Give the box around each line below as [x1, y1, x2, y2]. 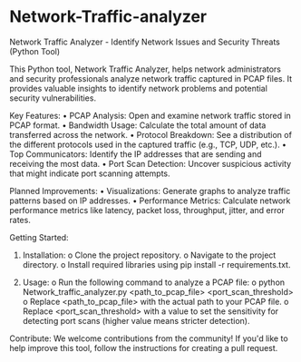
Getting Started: [9, 231, 70, 242]
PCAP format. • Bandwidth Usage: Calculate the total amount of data [9, 120, 267, 131]
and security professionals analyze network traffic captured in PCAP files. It [9, 73, 293, 83]
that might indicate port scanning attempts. [9, 168, 170, 179]
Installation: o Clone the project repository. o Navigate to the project [22, 249, 277, 260]
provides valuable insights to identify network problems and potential [9, 83, 267, 93]
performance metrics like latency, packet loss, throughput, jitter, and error [9, 204, 286, 215]
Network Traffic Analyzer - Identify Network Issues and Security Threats [9, 36, 281, 47]
